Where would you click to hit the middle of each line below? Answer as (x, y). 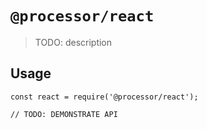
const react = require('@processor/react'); (104, 97)
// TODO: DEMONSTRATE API (64, 114)
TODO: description (73, 42)
